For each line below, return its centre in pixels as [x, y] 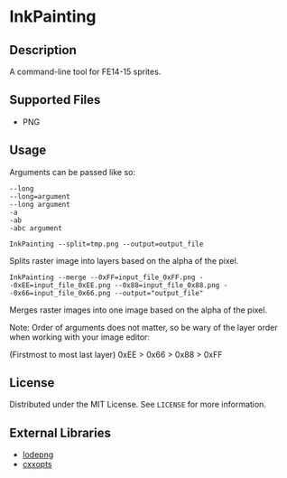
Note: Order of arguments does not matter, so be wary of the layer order [143, 327]
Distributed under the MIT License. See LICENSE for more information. [138, 405]
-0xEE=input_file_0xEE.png [60, 285]
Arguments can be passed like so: [72, 172]
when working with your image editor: [80, 337]
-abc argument [36, 228]
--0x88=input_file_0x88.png [167, 285]
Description [43, 50]
